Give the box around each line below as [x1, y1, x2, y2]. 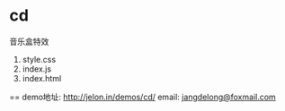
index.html [22, 73, 62, 83]
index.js [22, 64, 52, 74]
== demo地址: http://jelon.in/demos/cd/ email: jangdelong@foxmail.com [9, 91, 276, 102]
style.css [22, 54, 57, 64]
